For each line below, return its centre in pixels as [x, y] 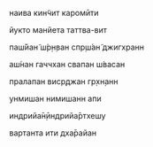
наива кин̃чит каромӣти [54, 13]
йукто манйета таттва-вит [58, 30]
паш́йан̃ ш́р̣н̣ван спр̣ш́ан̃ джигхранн [76, 47]
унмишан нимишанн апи [55, 98]
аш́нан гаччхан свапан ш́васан [67, 64]
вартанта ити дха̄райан [53, 133]
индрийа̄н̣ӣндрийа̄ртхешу [57, 116]
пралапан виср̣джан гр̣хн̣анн [64, 81]
